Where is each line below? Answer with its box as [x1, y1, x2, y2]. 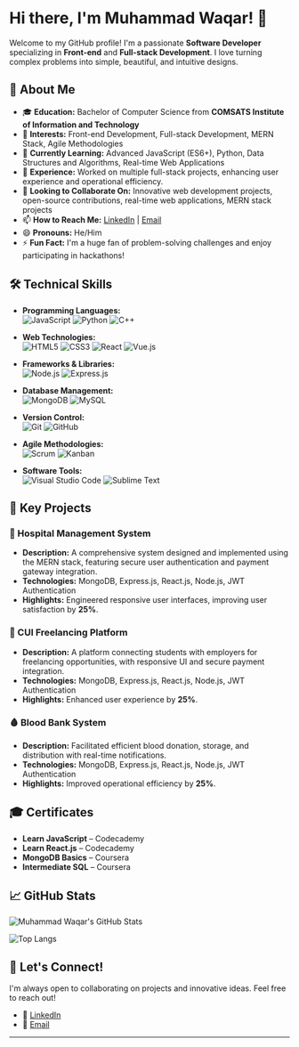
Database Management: [21, 385, 114, 395]
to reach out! [9, 993, 56, 1003]
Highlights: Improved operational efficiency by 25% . [21, 778, 216, 789]
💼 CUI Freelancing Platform [9, 627, 128, 639]
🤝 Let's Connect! [9, 959, 104, 974]
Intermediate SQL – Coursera [21, 861, 131, 872]
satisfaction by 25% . [21, 605, 99, 615]
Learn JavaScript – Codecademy [21, 832, 145, 844]
